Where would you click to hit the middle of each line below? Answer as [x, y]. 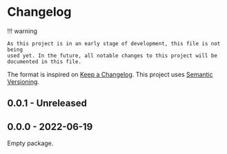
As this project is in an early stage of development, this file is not [114, 43]
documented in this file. [44, 62]
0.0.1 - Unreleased [47, 103]
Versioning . [23, 81]
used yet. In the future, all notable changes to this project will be [112, 56]
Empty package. [30, 143]
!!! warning [22, 31]
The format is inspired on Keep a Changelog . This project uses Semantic [110, 74]
